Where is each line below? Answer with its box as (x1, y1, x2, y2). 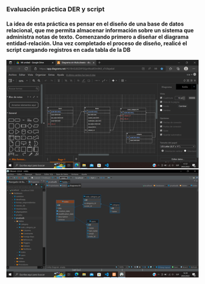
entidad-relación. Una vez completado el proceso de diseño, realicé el (6, 39, 187, 47)
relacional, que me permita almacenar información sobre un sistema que (6, 26, 194, 34)
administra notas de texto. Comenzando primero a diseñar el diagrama (6, 33, 189, 40)
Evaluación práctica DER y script (6, 5, 105, 13)
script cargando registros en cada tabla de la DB (6, 46, 131, 53)
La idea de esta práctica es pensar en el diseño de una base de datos (6, 20, 184, 27)
